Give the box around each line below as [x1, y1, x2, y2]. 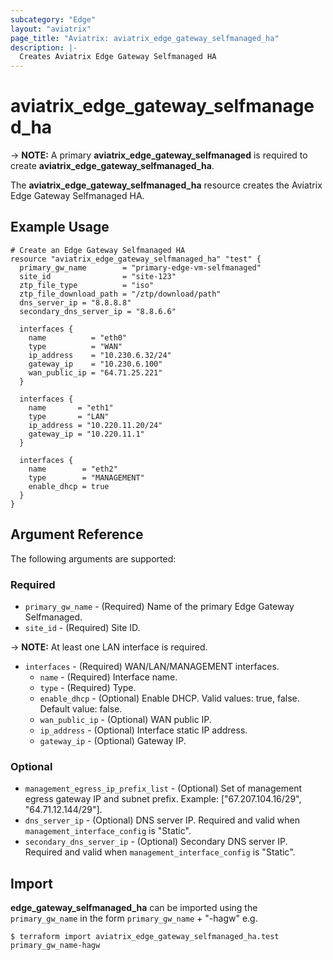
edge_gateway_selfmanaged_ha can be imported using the [10, 902, 258, 914]
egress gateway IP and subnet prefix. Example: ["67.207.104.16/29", [24, 793, 302, 805]
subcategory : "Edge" [10, 14, 97, 25]
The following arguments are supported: [10, 552, 177, 565]
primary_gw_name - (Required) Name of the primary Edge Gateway [24, 600, 295, 612]
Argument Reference [10, 526, 144, 543]
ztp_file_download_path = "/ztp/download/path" [19, 289, 222, 299]
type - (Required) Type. [39, 681, 137, 693]
